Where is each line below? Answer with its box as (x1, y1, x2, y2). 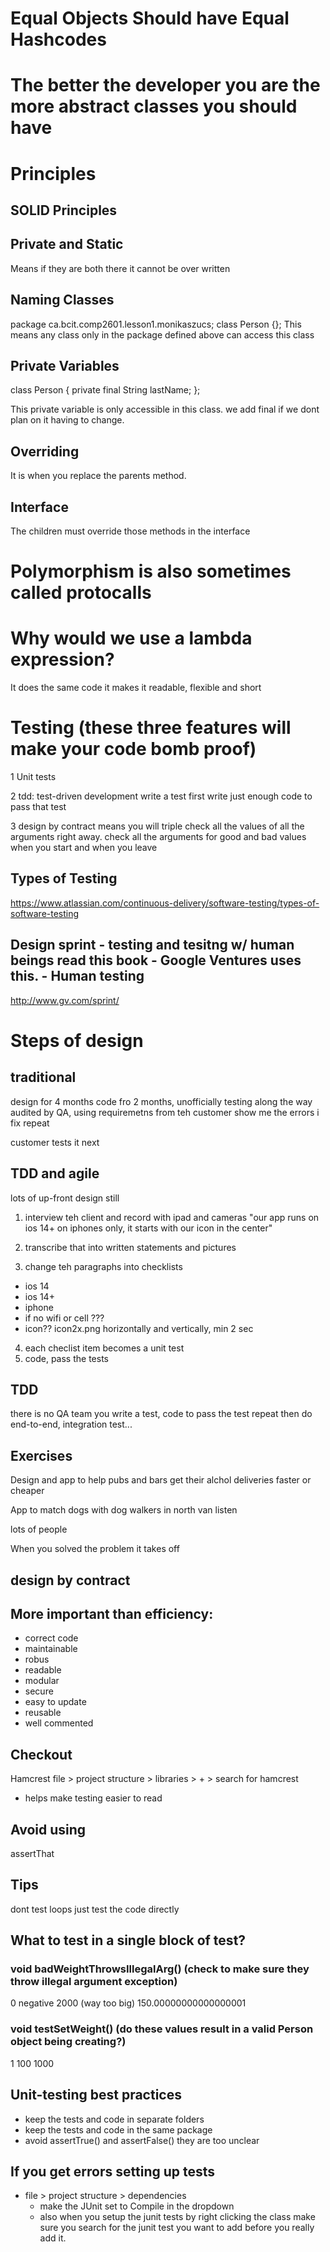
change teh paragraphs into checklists (24, 1260, 183, 1272)
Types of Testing (10, 870, 118, 887)
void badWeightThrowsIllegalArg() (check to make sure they (10, 1962, 310, 1976)
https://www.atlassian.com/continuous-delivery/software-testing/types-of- (10, 897, 320, 909)
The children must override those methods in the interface (10, 525, 251, 537)
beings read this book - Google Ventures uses (10, 952, 302, 969)
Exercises (10, 1447, 73, 1464)
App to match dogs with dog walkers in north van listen (10, 1504, 238, 1516)
